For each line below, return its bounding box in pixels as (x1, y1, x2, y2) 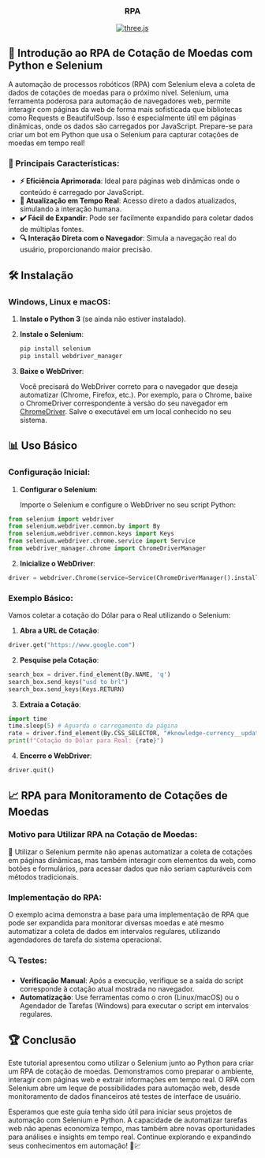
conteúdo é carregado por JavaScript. (19, 188, 144, 197)
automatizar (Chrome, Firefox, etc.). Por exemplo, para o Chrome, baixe (19, 390, 252, 399)
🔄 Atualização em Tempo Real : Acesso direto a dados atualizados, (19, 196, 237, 206)
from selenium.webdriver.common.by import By (8, 522, 160, 530)
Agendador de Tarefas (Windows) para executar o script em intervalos (19, 1001, 249, 1010)
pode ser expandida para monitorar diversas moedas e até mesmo (8, 917, 225, 928)
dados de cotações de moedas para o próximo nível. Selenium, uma (8, 88, 229, 98)
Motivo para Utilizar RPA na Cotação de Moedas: (8, 829, 198, 840)
